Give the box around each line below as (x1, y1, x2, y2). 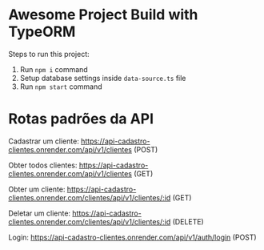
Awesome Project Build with (8, 6, 198, 24)
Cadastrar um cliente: (8, 136, 80, 146)
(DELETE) (172, 216, 204, 226)
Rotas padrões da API (8, 110, 154, 128)
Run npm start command (19, 82, 102, 91)
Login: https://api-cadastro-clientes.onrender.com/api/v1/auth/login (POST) (8, 232, 258, 242)
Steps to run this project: (8, 49, 90, 58)
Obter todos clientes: (8, 160, 78, 170)
